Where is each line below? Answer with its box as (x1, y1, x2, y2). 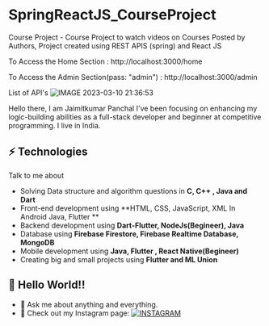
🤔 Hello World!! (8, 278, 86, 292)
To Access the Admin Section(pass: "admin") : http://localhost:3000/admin (8, 72, 258, 81)
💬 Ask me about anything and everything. (19, 299, 158, 309)
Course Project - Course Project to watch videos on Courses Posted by (8, 32, 246, 42)
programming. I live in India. (8, 120, 101, 130)
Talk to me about (8, 170, 65, 180)
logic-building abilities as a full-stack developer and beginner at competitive (8, 111, 262, 122)
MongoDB (19, 237, 55, 247)
